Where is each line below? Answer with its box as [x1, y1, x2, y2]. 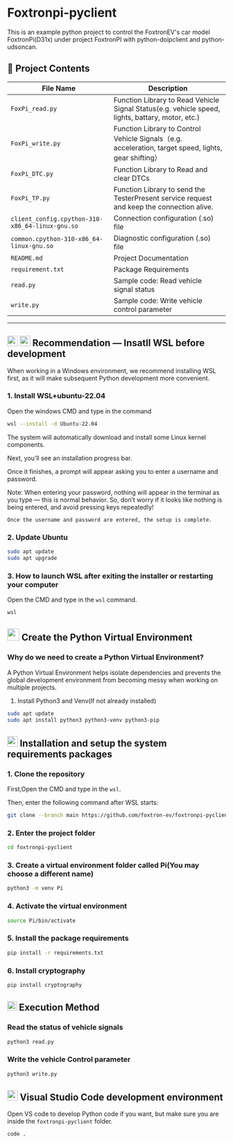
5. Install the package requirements [7, 933, 130, 943]
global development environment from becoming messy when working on [7, 675, 218, 684]
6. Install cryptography [7, 966, 86, 976]
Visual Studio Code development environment [19, 1091, 223, 1103]
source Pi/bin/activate [7, 917, 76, 924]
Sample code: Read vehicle [113, 276, 202, 286]
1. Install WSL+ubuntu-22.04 [7, 391, 106, 401]
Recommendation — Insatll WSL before [32, 337, 205, 349]
